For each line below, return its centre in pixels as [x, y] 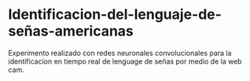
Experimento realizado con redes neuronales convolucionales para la [120, 53]
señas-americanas [71, 31]
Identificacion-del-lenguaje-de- [115, 15]
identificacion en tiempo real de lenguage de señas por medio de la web [125, 61]
